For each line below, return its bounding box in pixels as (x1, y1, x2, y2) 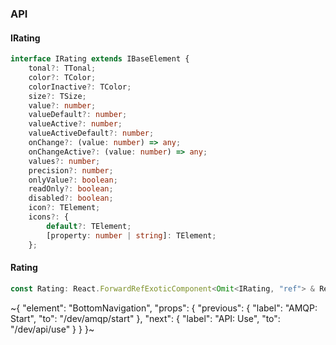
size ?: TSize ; (28, 91, 87, 101)
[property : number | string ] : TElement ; (46, 230, 217, 241)
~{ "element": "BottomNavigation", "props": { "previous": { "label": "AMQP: (10, 302, 318, 314)
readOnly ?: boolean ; (28, 184, 114, 194)
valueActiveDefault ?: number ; (28, 128, 155, 139)
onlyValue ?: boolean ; (28, 175, 118, 185)
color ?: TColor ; (28, 72, 97, 82)
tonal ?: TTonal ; (28, 63, 97, 73)
